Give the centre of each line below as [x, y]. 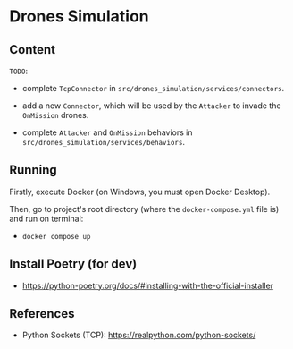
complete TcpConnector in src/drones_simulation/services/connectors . [153, 88]
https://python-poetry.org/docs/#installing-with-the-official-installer [148, 285]
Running [33, 170]
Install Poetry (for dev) [73, 264]
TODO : [19, 71]
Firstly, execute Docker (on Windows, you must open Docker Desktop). [140, 192]
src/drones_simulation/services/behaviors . [104, 142]
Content [33, 50]
